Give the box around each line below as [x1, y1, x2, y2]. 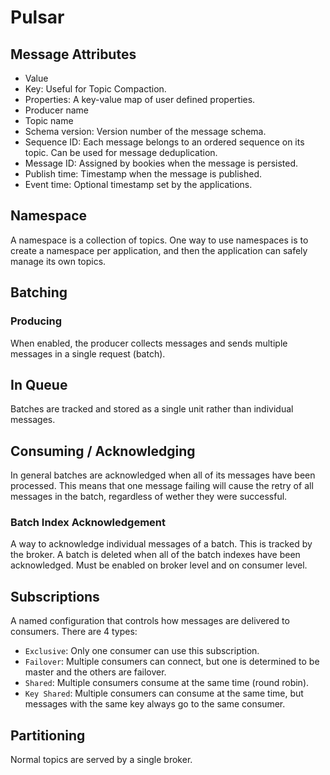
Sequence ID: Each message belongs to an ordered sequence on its [24, 136, 305, 148]
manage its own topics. [10, 255, 107, 267]
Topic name [24, 115, 74, 126]
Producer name [24, 104, 89, 116]
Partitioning [10, 727, 86, 744]
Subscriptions [10, 588, 100, 605]
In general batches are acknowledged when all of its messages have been [10, 469, 316, 481]
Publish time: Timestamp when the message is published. [24, 168, 263, 180]
